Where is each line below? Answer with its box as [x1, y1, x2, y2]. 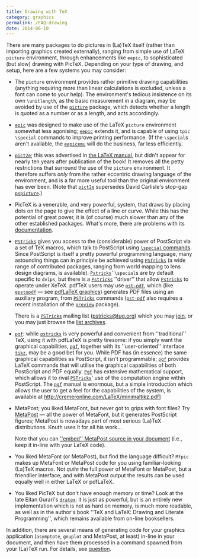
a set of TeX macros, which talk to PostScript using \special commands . [14, 244, 192, 251]
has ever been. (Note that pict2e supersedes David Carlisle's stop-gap [14, 183, 188, 191]
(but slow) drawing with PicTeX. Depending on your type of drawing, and [6, 61, 184, 68]
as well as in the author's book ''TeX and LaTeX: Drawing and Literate [14, 509, 184, 516]
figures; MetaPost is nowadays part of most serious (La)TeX [14, 417, 162, 424]
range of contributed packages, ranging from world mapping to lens [14, 263, 181, 270]
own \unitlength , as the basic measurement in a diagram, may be [14, 97, 176, 104]
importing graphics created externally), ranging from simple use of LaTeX [6, 48, 185, 55]
